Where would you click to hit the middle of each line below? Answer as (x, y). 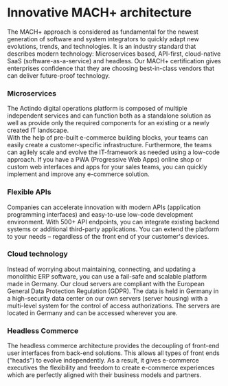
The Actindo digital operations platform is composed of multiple (97, 109)
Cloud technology (38, 254)
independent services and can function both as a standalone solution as (109, 116)
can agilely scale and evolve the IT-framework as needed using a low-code (114, 152)
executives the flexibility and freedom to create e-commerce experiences (111, 368)
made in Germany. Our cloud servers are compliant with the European (106, 283)
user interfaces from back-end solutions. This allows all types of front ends (113, 353)
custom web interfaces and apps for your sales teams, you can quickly (107, 167)
